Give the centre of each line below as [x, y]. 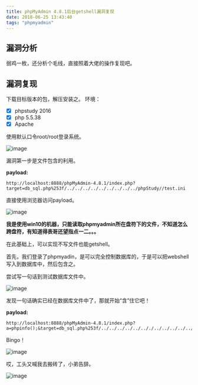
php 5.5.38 [28, 118]
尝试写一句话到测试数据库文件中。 [47, 277]
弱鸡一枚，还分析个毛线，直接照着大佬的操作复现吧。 [71, 63]
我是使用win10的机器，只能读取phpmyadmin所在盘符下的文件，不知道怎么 [97, 224]
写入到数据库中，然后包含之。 [42, 264]
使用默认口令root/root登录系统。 [45, 137]
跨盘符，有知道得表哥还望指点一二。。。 [52, 231]
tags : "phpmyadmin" [30, 22]
